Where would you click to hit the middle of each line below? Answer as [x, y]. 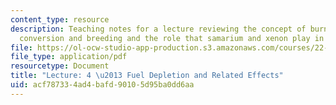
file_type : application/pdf [69, 57]
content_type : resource [60, 19]
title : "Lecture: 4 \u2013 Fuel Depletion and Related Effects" [147, 76]
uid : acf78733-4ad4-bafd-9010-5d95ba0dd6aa [102, 85]
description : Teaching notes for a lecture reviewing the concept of [158, 29]
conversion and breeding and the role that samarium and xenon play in [172, 38]
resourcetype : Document [60, 66]
